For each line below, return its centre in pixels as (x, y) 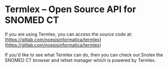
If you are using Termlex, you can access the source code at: (69, 34)
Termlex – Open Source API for (71, 9)
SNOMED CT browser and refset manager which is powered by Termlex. (80, 60)
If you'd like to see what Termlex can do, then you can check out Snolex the (84, 55)
